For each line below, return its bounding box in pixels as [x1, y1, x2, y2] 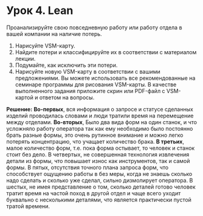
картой [15, 94, 33, 101]
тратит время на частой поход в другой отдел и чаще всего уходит [6, 189, 181, 197]
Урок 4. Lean [6, 4, 74, 18]
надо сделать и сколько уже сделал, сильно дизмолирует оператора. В [6, 176, 193, 184]
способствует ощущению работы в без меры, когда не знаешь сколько [6, 170, 193, 177]
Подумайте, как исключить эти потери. [15, 61, 118, 69]
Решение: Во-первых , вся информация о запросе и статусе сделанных [6, 105, 193, 113]
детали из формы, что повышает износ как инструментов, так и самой [6, 157, 190, 164]
